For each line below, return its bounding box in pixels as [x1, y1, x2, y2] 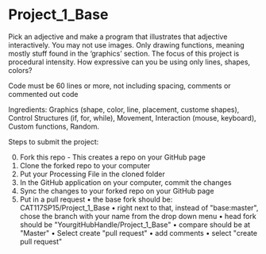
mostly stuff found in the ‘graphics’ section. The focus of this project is [8, 48, 240, 58]
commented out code [8, 89, 79, 98]
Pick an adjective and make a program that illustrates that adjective [8, 32, 228, 41]
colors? [8, 65, 33, 75]
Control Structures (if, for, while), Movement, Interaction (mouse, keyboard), [8, 113, 256, 122]
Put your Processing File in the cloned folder [19, 169, 165, 179]
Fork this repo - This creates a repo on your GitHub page [19, 152, 206, 162]
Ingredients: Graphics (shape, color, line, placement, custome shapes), [8, 105, 240, 114]
